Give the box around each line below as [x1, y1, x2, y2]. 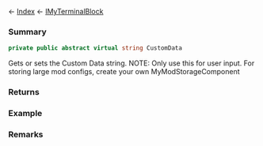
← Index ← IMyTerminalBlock [8, 7, 104, 16]
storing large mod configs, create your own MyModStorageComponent [8, 67, 240, 77]
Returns [8, 87, 40, 98]
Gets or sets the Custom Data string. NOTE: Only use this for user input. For [8, 58, 255, 68]
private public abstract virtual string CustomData [8, 44, 182, 52]
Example [8, 108, 43, 119]
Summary [8, 26, 48, 37]
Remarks [8, 129, 44, 140]
